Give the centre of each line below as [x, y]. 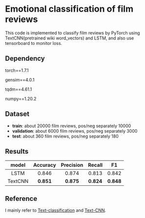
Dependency [25, 59]
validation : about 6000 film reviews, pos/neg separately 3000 [75, 131]
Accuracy [45, 165]
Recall [95, 165]
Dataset [17, 114]
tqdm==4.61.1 [19, 89]
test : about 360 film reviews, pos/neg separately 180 [65, 136]
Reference [21, 198]
